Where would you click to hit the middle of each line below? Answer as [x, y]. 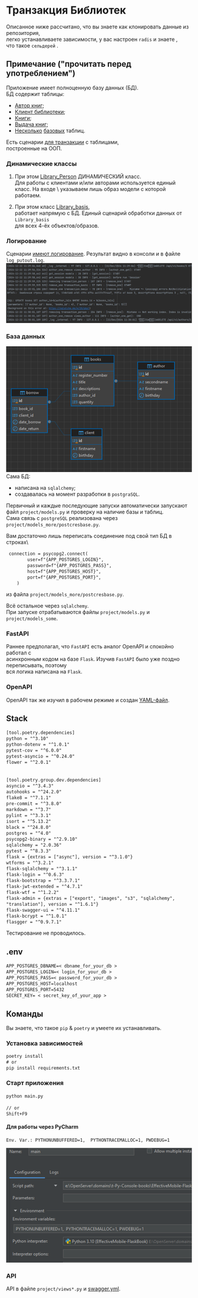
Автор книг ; [29, 105]
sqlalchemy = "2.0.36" [34, 845]
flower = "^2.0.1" [29, 763]
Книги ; [23, 118]
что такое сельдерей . [32, 46]
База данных [26, 337]
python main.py [25, 1096]
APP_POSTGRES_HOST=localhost [42, 984]
